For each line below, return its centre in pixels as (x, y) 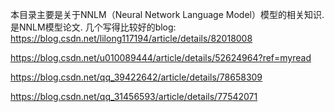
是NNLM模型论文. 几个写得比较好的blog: (93, 27)
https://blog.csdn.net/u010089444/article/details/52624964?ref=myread (161, 57)
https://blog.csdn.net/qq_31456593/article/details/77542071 (134, 96)
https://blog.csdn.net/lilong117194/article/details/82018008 (131, 38)
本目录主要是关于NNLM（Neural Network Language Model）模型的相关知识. (167, 14)
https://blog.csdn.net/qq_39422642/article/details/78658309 (136, 77)
